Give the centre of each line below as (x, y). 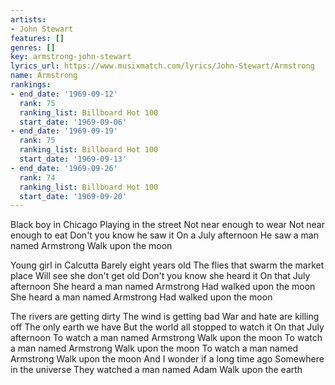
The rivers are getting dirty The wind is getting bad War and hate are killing (165, 317)
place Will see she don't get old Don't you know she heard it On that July (160, 276)
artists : (28, 19)
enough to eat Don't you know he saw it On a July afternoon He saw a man (164, 235)
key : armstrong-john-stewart (71, 57)
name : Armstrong (44, 76)
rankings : (31, 85)
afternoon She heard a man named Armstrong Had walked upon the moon (163, 287)
